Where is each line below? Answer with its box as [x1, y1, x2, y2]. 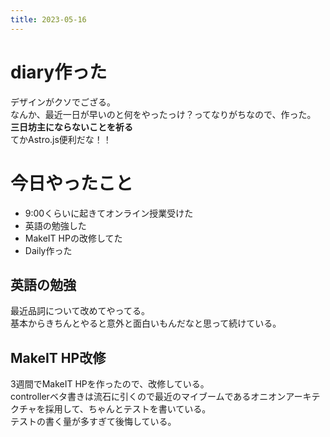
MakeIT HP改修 [10, 349, 107, 366]
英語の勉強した [24, 219, 87, 231]
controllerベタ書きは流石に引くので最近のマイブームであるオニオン [10, 391, 287, 403]
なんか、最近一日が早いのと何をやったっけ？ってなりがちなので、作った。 [10, 108, 317, 120]
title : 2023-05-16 [10, 14, 87, 25]
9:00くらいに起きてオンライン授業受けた [24, 207, 194, 219]
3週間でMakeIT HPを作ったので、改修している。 [10, 378, 210, 390]
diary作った [10, 61, 108, 83]
